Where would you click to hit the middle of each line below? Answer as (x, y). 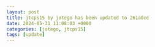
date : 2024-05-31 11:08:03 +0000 (49, 23)
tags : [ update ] (26, 35)
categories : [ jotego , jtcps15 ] (46, 29)
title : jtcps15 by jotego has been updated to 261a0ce (78, 18)
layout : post (23, 12)
